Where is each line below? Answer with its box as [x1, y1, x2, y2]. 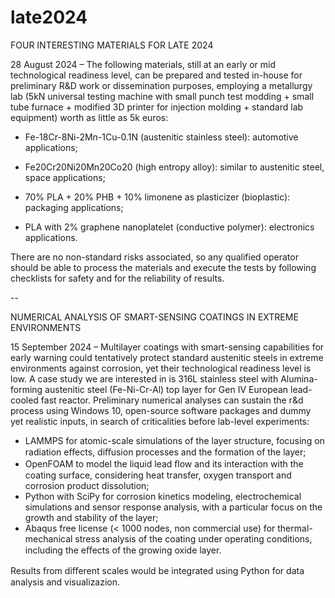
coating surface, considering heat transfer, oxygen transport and [24, 469, 292, 481]
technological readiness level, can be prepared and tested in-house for [10, 69, 303, 81]
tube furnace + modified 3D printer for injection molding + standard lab [10, 101, 304, 113]
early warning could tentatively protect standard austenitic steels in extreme [10, 351, 324, 363]
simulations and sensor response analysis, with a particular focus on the [24, 501, 323, 513]
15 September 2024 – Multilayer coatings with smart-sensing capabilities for [10, 341, 325, 353]
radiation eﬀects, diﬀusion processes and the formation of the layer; [24, 446, 307, 458]
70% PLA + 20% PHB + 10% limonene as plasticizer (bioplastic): [24, 191, 291, 203]
